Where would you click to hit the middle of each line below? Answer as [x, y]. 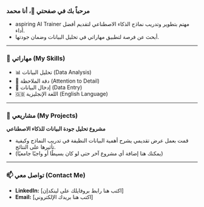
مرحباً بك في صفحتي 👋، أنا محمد [48, 11]
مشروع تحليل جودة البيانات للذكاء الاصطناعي [56, 129]
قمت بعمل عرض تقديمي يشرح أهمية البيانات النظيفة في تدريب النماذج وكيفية [102, 140]
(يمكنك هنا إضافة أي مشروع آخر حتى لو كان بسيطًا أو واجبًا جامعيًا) [89, 153]
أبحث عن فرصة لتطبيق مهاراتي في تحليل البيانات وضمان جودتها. [87, 37]
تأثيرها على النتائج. [35, 147]
